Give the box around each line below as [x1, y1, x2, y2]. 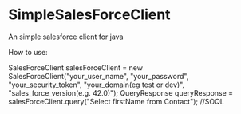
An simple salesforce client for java [8, 32, 124, 41]
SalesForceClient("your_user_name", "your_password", [8, 71, 189, 81]
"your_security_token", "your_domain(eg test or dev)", [8, 80, 185, 89]
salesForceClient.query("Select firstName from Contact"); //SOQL [8, 96, 225, 106]
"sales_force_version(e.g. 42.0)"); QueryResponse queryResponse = [8, 88, 234, 97]
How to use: [8, 47, 48, 57]
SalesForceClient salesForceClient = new [8, 62, 144, 73]
